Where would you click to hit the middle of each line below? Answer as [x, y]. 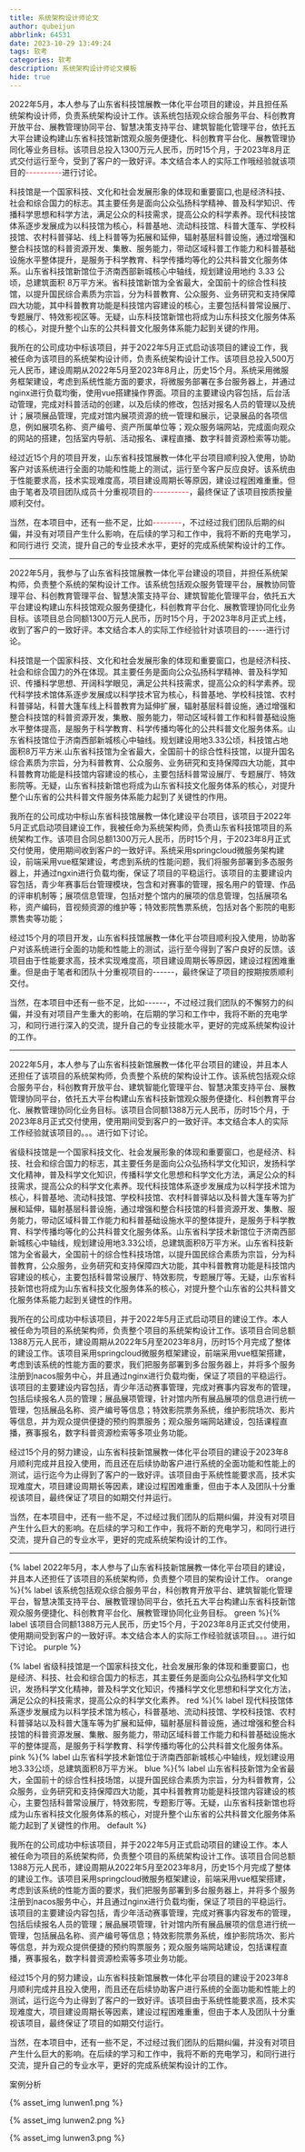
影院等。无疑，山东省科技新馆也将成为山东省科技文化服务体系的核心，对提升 [152, 785]
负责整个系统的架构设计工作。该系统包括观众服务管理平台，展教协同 [160, 584]
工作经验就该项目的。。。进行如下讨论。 [81, 1132]
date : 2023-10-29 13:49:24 [60, 43]
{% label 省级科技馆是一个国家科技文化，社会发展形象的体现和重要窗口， [145, 1666]
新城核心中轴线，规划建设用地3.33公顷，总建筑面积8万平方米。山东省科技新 [151, 1243]
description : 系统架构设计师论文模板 [73, 69]
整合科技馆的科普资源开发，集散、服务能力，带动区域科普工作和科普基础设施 [152, 717]
